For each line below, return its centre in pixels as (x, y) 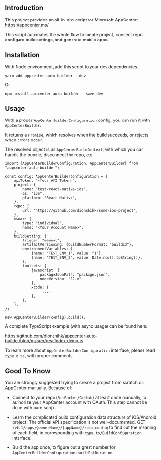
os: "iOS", (34, 194)
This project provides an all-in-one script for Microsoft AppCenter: (72, 20)
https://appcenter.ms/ (27, 25)
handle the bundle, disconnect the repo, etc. (49, 155)
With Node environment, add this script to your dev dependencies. (72, 67)
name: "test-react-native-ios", (55, 189)
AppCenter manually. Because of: (39, 388)
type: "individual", (43, 223)
